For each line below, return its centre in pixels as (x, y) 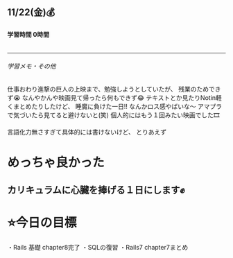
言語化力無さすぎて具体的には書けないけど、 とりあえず (87, 132)
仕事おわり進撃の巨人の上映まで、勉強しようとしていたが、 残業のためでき (114, 89)
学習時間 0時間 (28, 34)
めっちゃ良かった (56, 162)
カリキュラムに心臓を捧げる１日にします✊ (96, 190)
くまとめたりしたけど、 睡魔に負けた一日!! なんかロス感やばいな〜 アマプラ (115, 106)
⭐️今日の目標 (42, 222)
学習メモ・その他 (32, 66)
